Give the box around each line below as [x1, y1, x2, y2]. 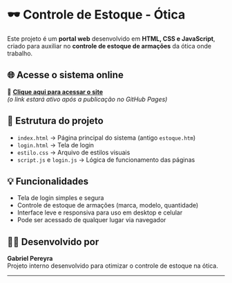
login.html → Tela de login [17, 140, 95, 149]
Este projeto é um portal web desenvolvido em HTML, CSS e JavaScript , [7, 34, 215, 43]
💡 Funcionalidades [7, 175, 88, 187]
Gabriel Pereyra [7, 255, 53, 263]
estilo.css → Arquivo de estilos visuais [17, 148, 130, 156]
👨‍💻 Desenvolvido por [7, 236, 99, 248]
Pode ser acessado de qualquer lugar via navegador [17, 216, 166, 224]
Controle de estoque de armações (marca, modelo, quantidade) [17, 201, 199, 210]
